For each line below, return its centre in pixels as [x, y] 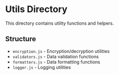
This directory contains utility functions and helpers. [59, 23]
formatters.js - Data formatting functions [56, 62]
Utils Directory [36, 9]
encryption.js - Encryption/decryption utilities [61, 51]
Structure [21, 39]
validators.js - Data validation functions [55, 56]
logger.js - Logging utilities [42, 67]
